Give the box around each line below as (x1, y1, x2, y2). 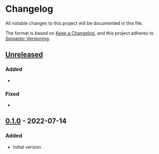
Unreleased (5, 50, 44, 59)
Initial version (12, 144, 41, 150)
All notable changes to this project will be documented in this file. (5, 20, 144, 26)
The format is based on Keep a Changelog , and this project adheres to (5, 30, 154, 36)
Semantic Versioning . (5, 35, 50, 42)
